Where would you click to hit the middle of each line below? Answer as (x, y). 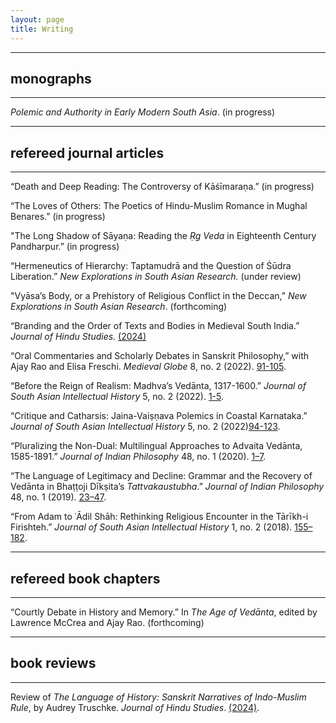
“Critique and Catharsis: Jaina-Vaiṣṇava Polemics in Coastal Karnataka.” (159, 416)
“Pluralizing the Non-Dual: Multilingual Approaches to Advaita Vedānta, (156, 446)
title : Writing (42, 29)
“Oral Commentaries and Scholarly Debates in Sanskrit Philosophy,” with (160, 356)
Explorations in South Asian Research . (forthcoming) (119, 307)
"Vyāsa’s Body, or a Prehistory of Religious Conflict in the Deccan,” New (158, 296)
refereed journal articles (87, 152)
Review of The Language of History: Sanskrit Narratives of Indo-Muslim (158, 697)
